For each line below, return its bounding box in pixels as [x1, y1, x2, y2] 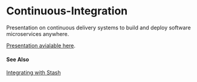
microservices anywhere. [6, 30, 69, 37]
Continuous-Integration [6, 4, 128, 18]
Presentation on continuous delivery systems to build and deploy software [6, 24, 192, 31]
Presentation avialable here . [6, 42, 76, 49]
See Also [6, 56, 29, 63]
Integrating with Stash [6, 69, 61, 76]
